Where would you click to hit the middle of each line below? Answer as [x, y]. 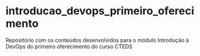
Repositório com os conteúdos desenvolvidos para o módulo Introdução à [97, 40]
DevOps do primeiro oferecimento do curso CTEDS [69, 46]
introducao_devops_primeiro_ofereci [100, 11]
